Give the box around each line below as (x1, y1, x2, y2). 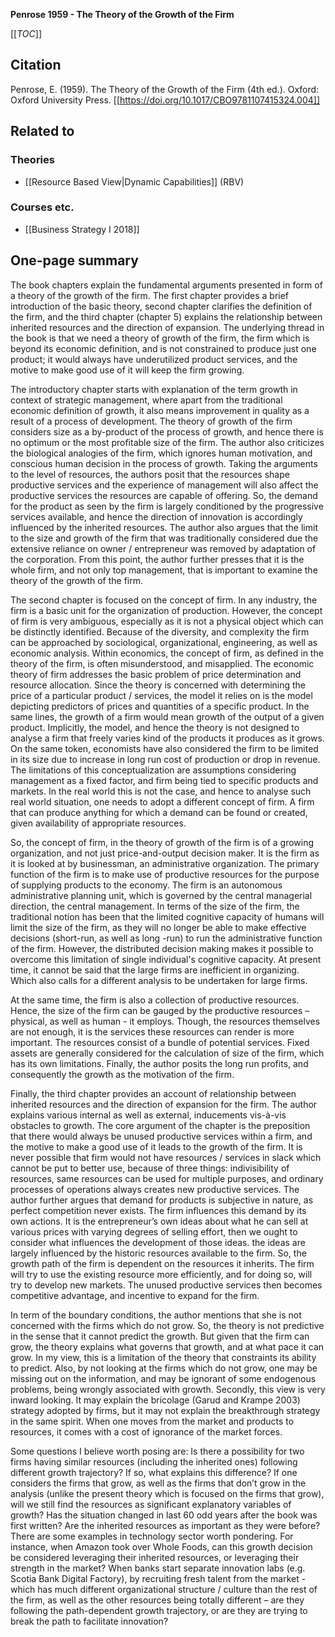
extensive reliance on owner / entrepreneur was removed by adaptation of (10, 542, 317, 554)
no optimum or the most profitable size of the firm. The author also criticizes (10, 436, 325, 448)
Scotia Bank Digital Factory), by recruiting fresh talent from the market (10, 1572, 300, 1584)
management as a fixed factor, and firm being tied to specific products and (10, 774, 319, 786)
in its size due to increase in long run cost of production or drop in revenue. (10, 753, 321, 765)
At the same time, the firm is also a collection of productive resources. (10, 994, 300, 1006)
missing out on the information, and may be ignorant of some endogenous (10, 1372, 317, 1384)
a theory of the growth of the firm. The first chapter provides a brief (10, 289, 290, 301)
